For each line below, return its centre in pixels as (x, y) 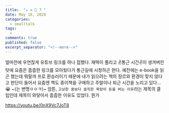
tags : (11, 29)
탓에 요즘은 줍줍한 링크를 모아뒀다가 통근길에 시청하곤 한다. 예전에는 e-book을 (82, 70)
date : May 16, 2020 (26, 15)
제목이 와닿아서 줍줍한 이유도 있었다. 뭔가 (59, 95)
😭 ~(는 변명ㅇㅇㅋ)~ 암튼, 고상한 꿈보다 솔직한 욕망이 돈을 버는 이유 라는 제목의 (80, 89)
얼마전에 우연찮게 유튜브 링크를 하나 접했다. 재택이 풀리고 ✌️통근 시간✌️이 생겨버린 (85, 62)
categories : (18, 19)
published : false (23, 43)
